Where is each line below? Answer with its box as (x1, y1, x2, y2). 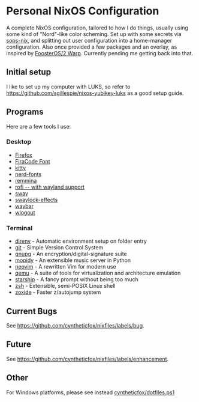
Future (6, 340, 32, 350)
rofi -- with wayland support (14, 183, 85, 190)
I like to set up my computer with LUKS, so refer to (6, 83, 131, 90)
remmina (14, 177, 37, 184)
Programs (6, 107, 44, 117)
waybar (14, 203, 34, 210)
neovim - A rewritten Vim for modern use (14, 263, 116, 270)
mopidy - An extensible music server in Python (14, 257, 131, 264)
